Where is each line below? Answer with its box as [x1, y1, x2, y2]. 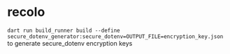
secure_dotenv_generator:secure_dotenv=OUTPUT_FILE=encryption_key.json [7, 33, 224, 40]
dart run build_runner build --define [7, 27, 120, 34]
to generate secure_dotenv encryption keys [7, 39, 133, 47]
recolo [7, 4, 45, 20]
